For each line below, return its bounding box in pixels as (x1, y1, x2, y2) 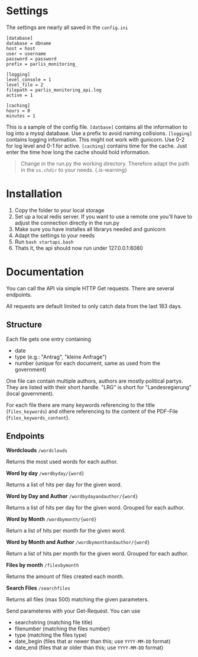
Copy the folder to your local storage (14, 206, 105, 214)
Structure (6, 320, 43, 330)
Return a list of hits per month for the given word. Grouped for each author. (6, 550, 189, 557)
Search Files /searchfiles (6, 585, 71, 592)
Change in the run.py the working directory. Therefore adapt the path (20, 160, 190, 167)
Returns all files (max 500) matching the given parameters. (6, 596, 150, 603)
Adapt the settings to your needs (14, 232, 95, 239)
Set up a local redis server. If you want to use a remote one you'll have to (14, 213, 193, 220)
